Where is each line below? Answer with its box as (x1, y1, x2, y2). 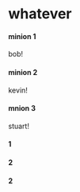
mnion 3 (8, 104, 36, 113)
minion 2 (8, 67, 38, 76)
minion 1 (8, 31, 36, 41)
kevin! (8, 85, 28, 95)
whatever (8, 5, 73, 23)
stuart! (8, 121, 30, 131)
